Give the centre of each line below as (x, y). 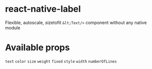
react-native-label (43, 9)
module (13, 27)
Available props (38, 48)
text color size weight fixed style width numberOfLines (61, 61)
